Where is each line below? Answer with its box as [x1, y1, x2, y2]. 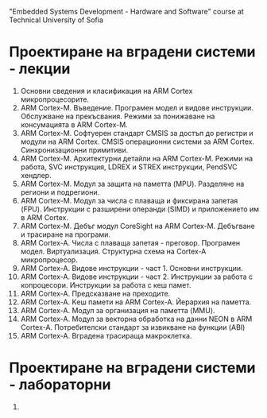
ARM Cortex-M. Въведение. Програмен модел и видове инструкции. [20, 103, 253, 112]
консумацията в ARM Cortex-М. [20, 119, 128, 130]
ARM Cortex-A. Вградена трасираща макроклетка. [20, 331, 192, 340]
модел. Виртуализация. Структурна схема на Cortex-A [20, 246, 207, 256]
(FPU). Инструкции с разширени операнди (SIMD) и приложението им [20, 204, 260, 214]
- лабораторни [9, 376, 111, 394]
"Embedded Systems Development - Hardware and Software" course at [9, 7, 245, 16]
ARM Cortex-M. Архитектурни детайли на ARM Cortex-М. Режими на [20, 153, 253, 163]
